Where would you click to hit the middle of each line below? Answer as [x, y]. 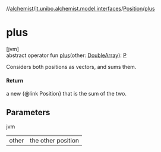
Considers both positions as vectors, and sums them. [71, 66]
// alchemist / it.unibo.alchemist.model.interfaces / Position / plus [81, 9]
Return [15, 80]
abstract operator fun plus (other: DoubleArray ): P [66, 55]
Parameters [28, 112]
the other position [54, 140]
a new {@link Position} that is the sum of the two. [66, 94]
